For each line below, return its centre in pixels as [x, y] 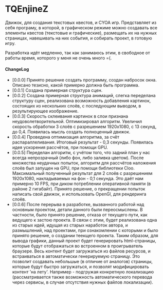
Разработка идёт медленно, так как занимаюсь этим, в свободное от [78, 53]
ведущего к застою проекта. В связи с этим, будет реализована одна [84, 220]
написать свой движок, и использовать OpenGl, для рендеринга [79, 194]
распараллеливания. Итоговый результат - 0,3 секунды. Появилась [83, 142]
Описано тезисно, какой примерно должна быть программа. [76, 85]
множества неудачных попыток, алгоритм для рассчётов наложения [84, 163]
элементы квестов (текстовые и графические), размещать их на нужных [81, 33]
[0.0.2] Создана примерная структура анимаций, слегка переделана [84, 96]
